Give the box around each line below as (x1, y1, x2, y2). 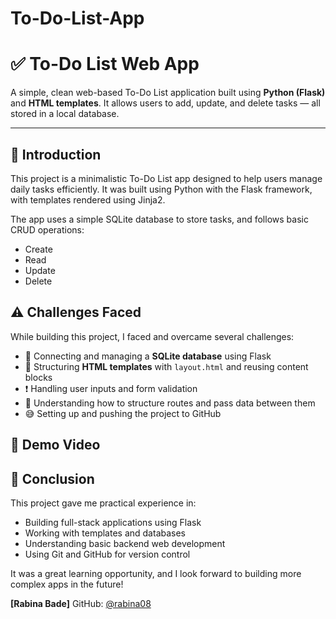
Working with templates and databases (24, 527, 187, 539)
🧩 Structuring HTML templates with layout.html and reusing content (24, 360, 309, 372)
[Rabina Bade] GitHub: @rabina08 (10, 597, 152, 609)
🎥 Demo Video (10, 437, 101, 454)
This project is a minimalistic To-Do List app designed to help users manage (10, 172, 323, 184)
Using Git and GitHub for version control (24, 548, 191, 560)
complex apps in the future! (10, 578, 124, 590)
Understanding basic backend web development (24, 537, 226, 549)
